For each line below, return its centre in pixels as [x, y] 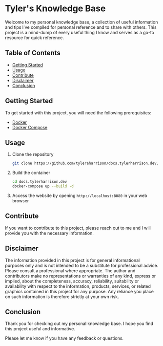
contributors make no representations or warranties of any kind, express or [81, 276]
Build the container [31, 173]
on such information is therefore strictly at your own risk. [62, 297]
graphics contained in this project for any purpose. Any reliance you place [79, 291]
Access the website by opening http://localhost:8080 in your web [80, 195]
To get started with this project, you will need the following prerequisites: [78, 112]
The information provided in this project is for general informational [72, 260]
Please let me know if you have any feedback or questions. [64, 338]
